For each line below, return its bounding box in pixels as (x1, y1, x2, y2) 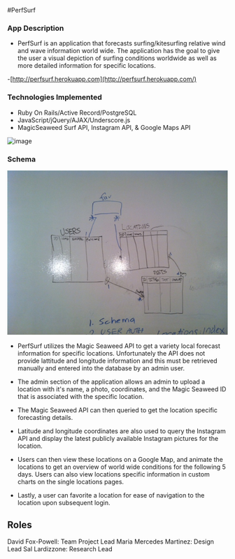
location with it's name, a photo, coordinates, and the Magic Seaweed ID (17, 385, 227, 393)
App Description (7, 23, 64, 33)
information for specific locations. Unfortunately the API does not (17, 349, 206, 358)
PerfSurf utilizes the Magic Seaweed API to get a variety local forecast (17, 342, 220, 350)
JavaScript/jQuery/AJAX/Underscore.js (17, 115, 131, 124)
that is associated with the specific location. (17, 393, 145, 401)
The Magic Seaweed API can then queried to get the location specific (17, 406, 218, 414)
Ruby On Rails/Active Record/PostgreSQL (17, 108, 137, 117)
